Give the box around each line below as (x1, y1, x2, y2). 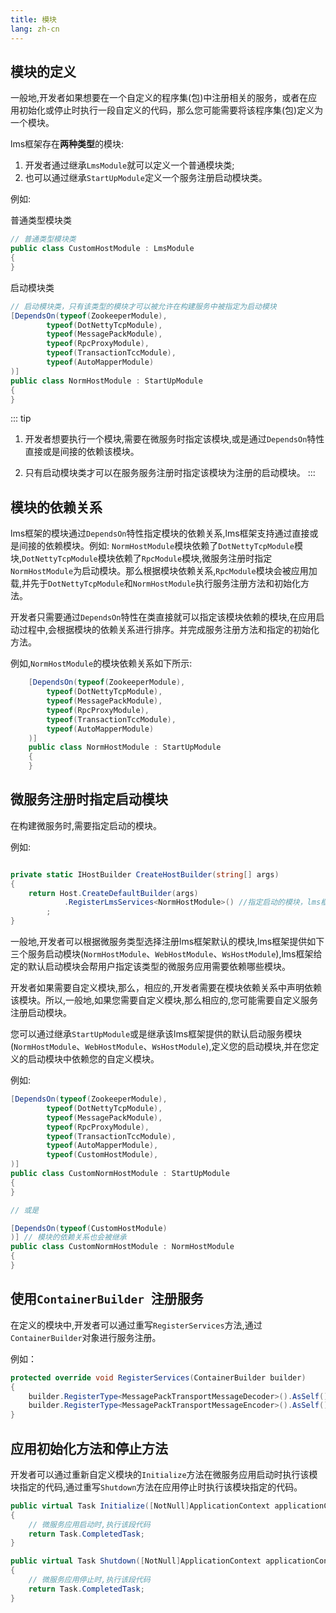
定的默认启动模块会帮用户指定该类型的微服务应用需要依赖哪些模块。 (10, 961, 291, 973)
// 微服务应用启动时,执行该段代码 (28, 1519, 151, 1530)
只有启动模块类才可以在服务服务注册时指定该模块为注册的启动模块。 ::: (24, 467, 316, 479)
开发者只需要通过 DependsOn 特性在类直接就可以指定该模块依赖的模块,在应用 (10, 611, 317, 623)
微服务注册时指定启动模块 (10, 791, 168, 808)
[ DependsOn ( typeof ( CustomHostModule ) (10, 1223, 168, 1233)
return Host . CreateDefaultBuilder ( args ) (28, 888, 199, 898)
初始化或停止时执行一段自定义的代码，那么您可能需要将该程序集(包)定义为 (18, 104, 324, 116)
